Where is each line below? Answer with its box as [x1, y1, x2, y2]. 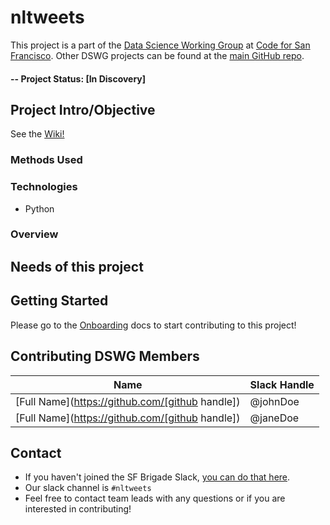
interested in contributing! [24, 503, 132, 515]
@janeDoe [249, 411, 300, 425]
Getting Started [10, 292, 109, 310]
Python [24, 202, 55, 215]
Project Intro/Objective [10, 101, 156, 118]
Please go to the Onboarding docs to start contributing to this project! [10, 319, 297, 331]
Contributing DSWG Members [10, 348, 200, 365]
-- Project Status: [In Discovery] [10, 72, 147, 85]
